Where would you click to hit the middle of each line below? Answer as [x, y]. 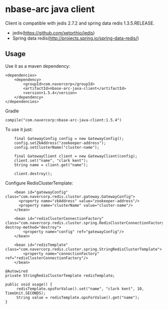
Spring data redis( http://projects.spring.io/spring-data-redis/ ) [75, 38]
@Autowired [16, 271]
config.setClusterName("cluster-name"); [57, 147]
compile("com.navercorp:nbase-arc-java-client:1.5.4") [63, 120]
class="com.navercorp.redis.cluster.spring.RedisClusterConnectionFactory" [86, 223]
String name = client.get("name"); [51, 165]
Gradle [12, 111]
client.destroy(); [33, 174]
